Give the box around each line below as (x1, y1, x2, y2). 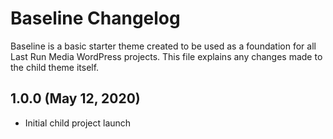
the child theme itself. (10, 61, 100, 73)
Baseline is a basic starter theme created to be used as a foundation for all (10, 40, 317, 52)
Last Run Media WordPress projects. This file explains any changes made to (10, 50, 323, 62)
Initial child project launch (24, 117, 132, 129)
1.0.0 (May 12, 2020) (10, 90, 141, 107)
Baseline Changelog (10, 7, 181, 30)
